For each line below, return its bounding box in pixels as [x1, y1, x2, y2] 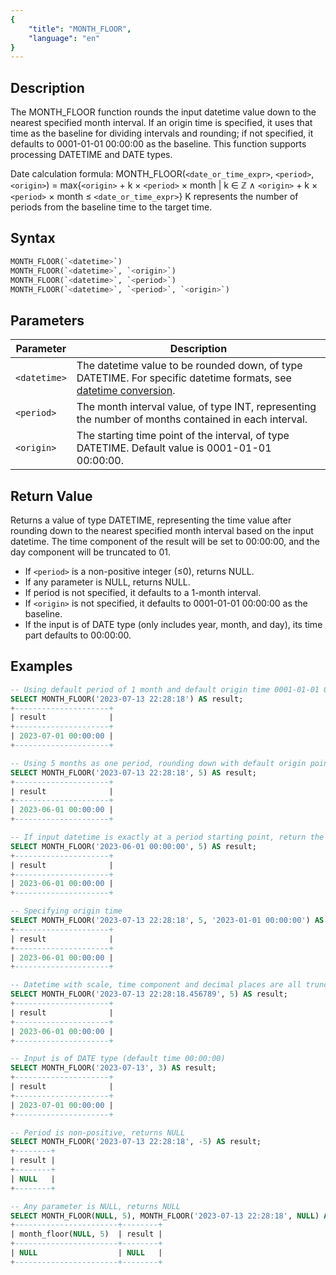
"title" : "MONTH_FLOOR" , [28, 24, 132, 34]
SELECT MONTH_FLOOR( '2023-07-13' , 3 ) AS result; [10, 1063, 217, 1073]
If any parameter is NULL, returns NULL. [24, 576, 191, 588]
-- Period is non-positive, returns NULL [10, 1127, 186, 1138]
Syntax [10, 230, 56, 247]
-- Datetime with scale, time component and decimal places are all [10, 980, 302, 990]
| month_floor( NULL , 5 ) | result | [10, 1229, 163, 1240]
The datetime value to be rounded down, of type [76, 359, 303, 373]
